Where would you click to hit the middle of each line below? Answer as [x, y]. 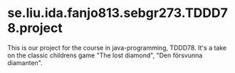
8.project [35, 28]
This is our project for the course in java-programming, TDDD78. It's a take [117, 47]
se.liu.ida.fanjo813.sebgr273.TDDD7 [117, 13]
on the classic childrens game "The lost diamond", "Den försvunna [105, 55]
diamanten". [25, 62]
